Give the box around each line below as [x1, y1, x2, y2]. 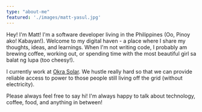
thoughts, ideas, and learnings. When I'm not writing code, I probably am [6, 43, 188, 51]
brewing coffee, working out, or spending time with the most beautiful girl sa [6, 50, 197, 57]
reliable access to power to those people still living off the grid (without [6, 74, 183, 81]
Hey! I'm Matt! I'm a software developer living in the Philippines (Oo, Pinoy [6, 31, 191, 38]
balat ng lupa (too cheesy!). [6, 56, 75, 63]
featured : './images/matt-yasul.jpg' [6, 14, 101, 20]
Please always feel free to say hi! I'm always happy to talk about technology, [6, 92, 196, 99]
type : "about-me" [6, 8, 50, 15]
